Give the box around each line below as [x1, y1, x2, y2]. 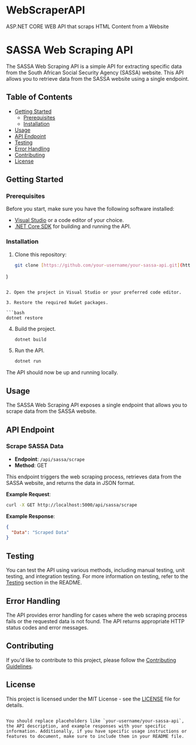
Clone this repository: [14, 251, 67, 258]
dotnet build [14, 336, 47, 343]
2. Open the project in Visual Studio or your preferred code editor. [6, 289, 182, 295]
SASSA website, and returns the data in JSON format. [6, 479, 136, 486]
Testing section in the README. [6, 579, 82, 586]
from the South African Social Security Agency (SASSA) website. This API [6, 69, 184, 76]
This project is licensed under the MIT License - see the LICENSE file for [6, 695, 180, 702]
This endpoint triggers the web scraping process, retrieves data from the [6, 473, 181, 480]
